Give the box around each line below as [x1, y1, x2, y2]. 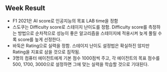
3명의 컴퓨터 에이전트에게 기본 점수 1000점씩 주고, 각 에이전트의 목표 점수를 [12, 55, 160, 61]
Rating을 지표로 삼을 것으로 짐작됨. [12, 49, 80, 55]
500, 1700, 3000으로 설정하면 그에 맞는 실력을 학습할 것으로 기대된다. [12, 61, 149, 67]
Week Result [5, 4, 45, 12]
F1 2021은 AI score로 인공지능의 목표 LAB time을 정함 [12, 17, 118, 24]
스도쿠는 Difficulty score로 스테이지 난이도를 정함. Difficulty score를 [12, 24, 147, 30]
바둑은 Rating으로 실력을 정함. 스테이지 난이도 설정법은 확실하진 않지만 [12, 42, 150, 49]
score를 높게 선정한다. [17, 36, 61, 42]
